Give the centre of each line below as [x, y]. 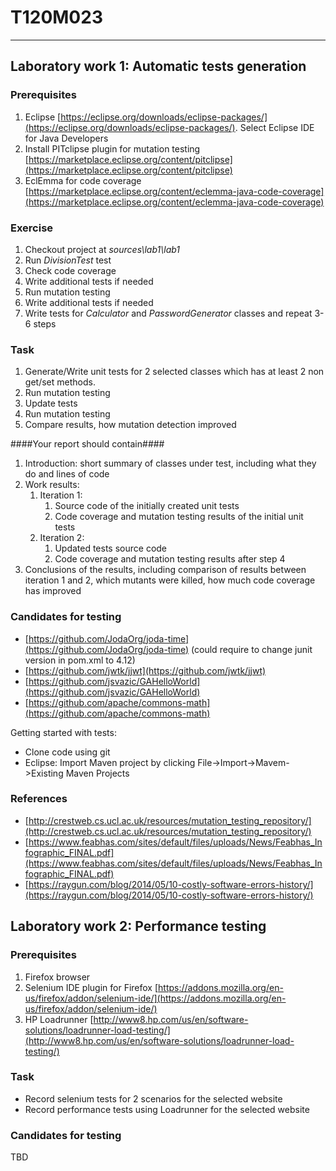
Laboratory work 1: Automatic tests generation [158, 66]
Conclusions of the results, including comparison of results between [165, 570]
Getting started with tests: [63, 732]
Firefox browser [57, 977]
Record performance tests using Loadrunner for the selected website [167, 1109]
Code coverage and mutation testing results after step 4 [170, 559]
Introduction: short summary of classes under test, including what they [170, 463]
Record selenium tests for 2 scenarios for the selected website [153, 1098]
